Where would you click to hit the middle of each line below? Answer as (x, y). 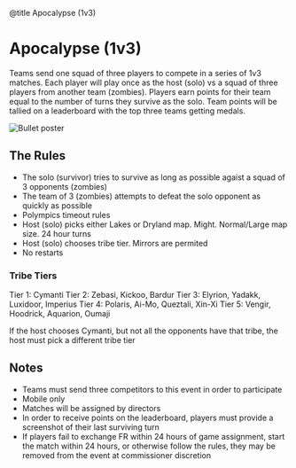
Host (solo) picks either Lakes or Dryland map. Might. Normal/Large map (155, 224)
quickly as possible (57, 205)
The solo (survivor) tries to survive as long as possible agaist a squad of (154, 177)
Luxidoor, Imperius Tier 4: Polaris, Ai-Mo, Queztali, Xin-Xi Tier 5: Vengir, (140, 304)
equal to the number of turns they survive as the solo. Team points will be (143, 101)
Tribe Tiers (33, 276)
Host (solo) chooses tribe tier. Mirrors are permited (115, 243)
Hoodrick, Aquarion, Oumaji (60, 314)
